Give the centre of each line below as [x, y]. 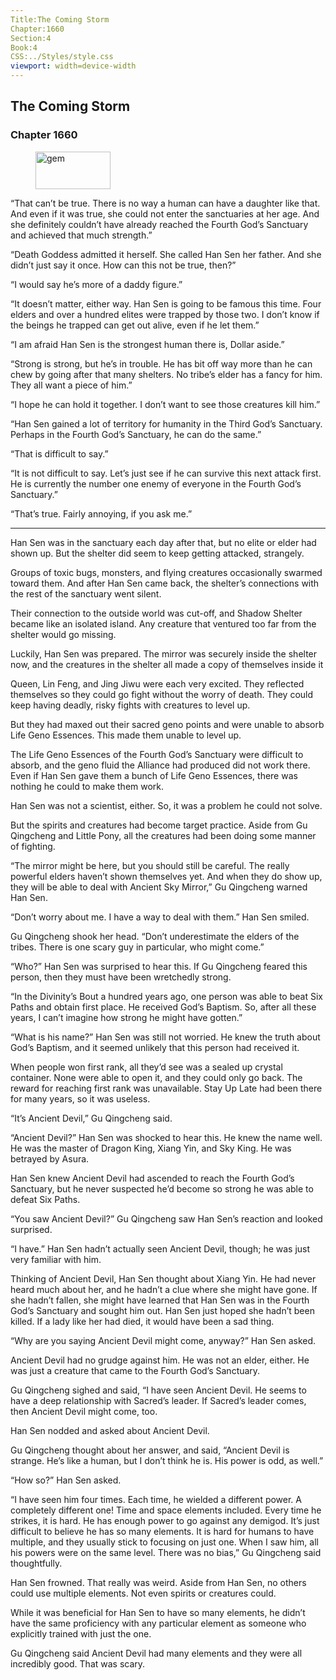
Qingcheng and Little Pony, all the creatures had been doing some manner [163, 835]
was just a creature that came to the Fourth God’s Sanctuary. [135, 1370]
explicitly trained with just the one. [81, 1633]
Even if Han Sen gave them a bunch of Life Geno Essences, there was [154, 775]
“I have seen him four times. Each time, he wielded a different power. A [156, 1499]
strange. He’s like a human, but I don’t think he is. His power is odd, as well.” [167, 1460]
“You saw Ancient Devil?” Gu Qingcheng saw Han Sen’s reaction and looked [166, 1218]
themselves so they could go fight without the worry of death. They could [162, 694]
